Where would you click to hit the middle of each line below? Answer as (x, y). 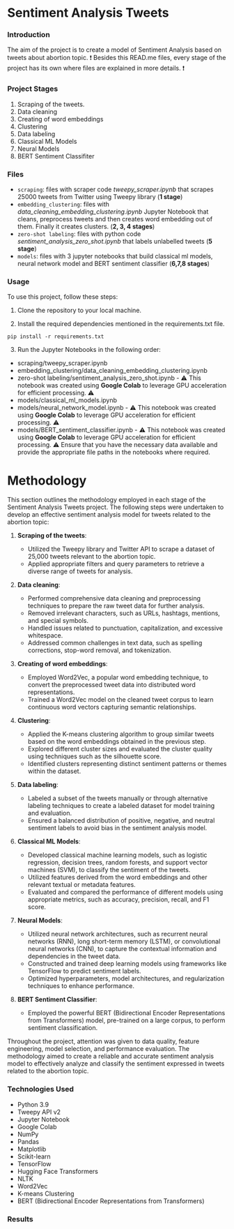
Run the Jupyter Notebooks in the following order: (89, 350)
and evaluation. (49, 813)
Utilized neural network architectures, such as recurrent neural (117, 934)
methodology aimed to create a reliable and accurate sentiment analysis (111, 1057)
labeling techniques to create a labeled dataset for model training (121, 806)
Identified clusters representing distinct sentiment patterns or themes (127, 764)
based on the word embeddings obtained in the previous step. (117, 742)
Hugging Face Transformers (58, 1171)
